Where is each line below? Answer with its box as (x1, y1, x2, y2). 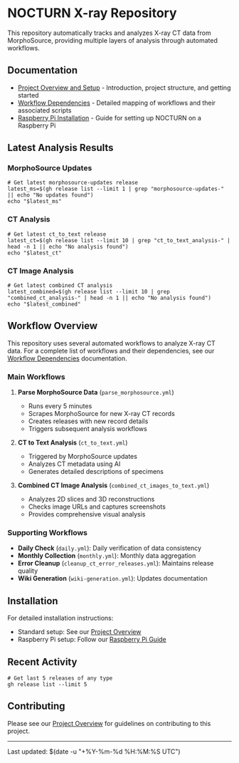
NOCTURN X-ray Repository (7, 5, 177, 21)
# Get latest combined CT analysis (7, 282, 113, 289)
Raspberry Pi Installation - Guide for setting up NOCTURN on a (17, 113, 201, 122)
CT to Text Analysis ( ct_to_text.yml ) (17, 438, 128, 447)
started (17, 90, 39, 99)
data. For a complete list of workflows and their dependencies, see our (7, 346, 215, 355)
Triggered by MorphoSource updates (28, 452, 137, 461)
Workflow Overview (7, 320, 98, 332)
